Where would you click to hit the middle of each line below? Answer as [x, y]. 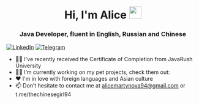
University [28, 66]
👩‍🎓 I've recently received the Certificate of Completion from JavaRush [104, 59]
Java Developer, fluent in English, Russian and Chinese [103, 34]
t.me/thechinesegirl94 [43, 94]
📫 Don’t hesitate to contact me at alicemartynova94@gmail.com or [100, 86]
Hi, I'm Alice [95, 15]
